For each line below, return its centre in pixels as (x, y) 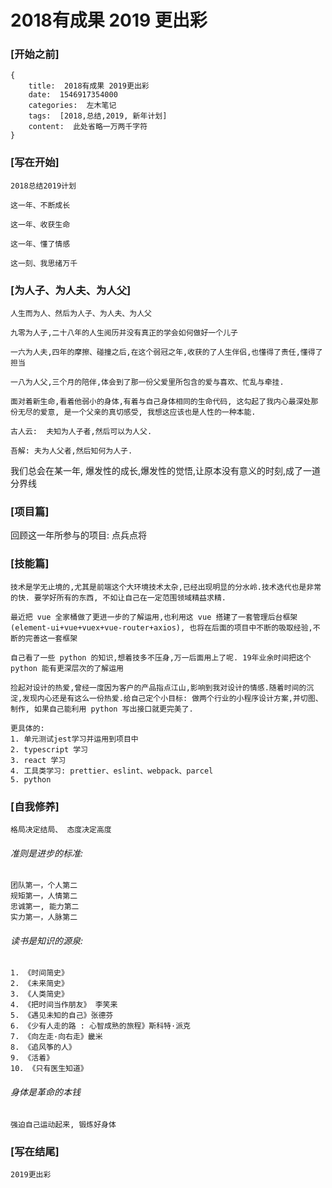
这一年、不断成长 (40, 205)
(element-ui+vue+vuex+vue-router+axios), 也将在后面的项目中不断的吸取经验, (161, 627)
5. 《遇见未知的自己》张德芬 (62, 1016)
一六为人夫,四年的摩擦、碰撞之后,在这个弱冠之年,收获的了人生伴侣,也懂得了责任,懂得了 (166, 352)
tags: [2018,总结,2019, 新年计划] (98, 116)
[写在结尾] (35, 1151)
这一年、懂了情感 (40, 244)
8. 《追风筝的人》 (43, 1047)
